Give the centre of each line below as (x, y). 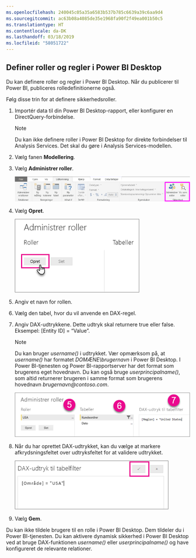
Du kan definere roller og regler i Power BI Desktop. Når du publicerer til (92, 81)
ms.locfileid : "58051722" (37, 43)
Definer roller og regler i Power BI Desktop (84, 68)
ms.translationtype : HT (35, 25)
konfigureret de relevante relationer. (49, 549)
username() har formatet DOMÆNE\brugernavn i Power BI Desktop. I (97, 359)
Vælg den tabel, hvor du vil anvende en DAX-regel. (75, 313)
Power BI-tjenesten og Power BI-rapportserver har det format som (94, 366)
